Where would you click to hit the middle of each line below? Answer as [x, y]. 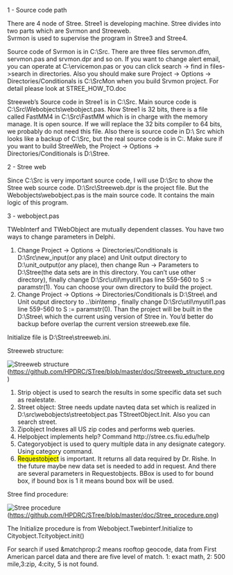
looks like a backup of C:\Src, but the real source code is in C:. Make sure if [115, 139]
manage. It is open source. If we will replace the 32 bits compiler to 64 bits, [115, 124]
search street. [37, 422]
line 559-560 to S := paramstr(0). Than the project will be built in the [115, 309]
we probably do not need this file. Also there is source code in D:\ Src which [116, 131]
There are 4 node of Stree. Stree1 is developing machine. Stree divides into [114, 23]
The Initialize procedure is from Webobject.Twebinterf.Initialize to [100, 529]
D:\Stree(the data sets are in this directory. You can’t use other [106, 272]
